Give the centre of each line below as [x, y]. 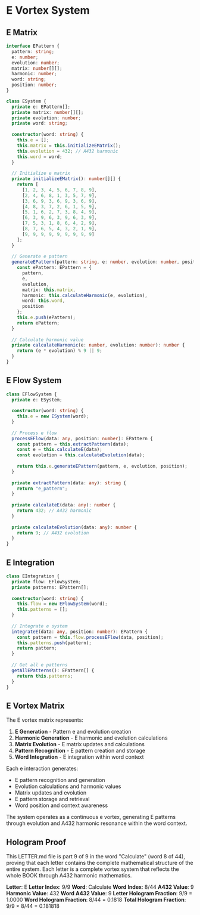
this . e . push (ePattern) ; [46, 317]
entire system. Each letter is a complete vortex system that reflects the [93, 869]
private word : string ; [40, 123]
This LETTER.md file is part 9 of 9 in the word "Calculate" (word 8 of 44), [96, 856]
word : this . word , [43, 301]
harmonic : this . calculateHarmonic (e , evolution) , [85, 295]
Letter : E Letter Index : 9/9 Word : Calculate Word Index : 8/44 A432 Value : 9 [100, 887]
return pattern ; [37, 648]
